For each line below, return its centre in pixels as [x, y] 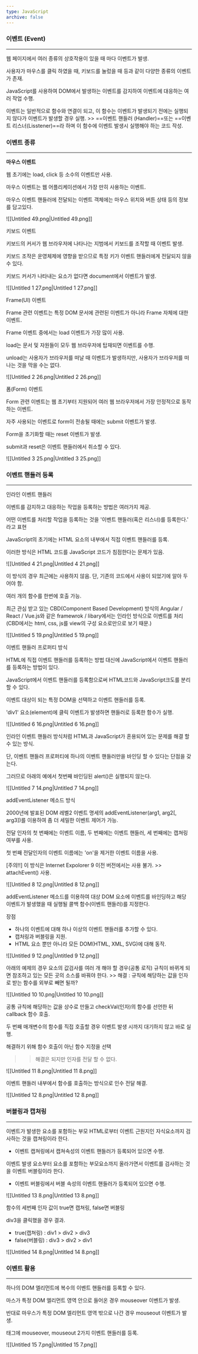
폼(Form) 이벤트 [24, 389]
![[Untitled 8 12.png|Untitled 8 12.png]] [53, 885]
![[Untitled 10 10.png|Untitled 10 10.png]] [55, 995]
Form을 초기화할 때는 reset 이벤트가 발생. [54, 434]
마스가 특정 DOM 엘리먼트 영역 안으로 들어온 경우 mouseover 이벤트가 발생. [93, 1300]
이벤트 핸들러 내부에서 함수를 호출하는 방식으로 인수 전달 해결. [77, 1083]
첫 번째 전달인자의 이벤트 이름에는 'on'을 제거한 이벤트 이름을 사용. [82, 853]
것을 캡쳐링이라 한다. [45, 1138]
